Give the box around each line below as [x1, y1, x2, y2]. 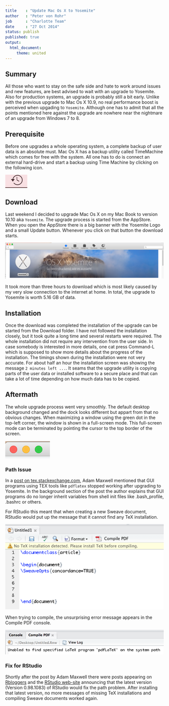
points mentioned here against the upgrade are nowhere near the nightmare [5, 110, 162, 116]
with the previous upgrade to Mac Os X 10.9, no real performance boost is [5, 99, 158, 105]
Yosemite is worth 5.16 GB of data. [5, 295, 76, 301]
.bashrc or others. [5, 499, 42, 505]
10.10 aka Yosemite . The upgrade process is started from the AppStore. [5, 217, 152, 223]
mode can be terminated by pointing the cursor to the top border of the [5, 425, 152, 431]
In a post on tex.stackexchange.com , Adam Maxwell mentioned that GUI [5, 477, 154, 483]
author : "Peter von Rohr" [5, 13, 66, 19]
